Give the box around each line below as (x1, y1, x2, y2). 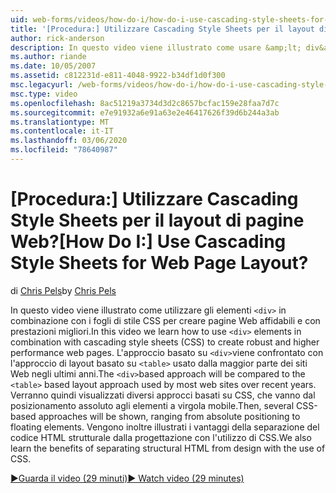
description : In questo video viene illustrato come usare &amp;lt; (10, 42, 302, 53)
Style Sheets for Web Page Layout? (10, 252, 309, 275)
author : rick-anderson (10, 33, 105, 43)
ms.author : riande (10, 52, 87, 62)
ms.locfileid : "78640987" (10, 145, 118, 155)
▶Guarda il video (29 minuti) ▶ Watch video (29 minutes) (10, 472, 245, 484)
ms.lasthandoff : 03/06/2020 (10, 136, 128, 146)
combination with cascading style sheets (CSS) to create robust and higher (10, 336, 320, 348)
